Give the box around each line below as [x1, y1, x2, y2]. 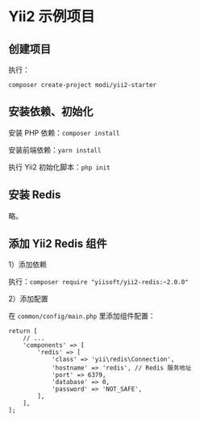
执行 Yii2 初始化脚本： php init [8, 162, 110, 172]
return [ [8, 328, 38, 336]
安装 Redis [8, 188, 61, 202]
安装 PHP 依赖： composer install [8, 127, 120, 137]
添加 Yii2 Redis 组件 [8, 237, 107, 251]
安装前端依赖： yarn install [8, 144, 102, 154]
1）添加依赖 [8, 260, 47, 269]
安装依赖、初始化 [8, 105, 94, 119]
